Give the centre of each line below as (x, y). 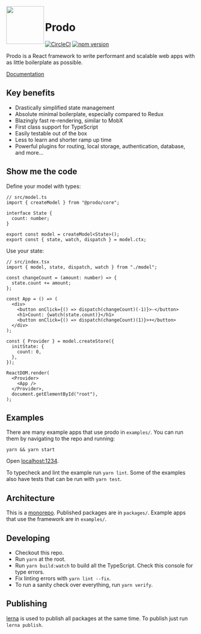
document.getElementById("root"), (55, 394)
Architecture (31, 498)
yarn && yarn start (31, 450)
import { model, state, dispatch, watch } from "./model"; (82, 267)
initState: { (28, 346)
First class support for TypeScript (56, 127)
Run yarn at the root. (40, 559)
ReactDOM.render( (28, 373)
